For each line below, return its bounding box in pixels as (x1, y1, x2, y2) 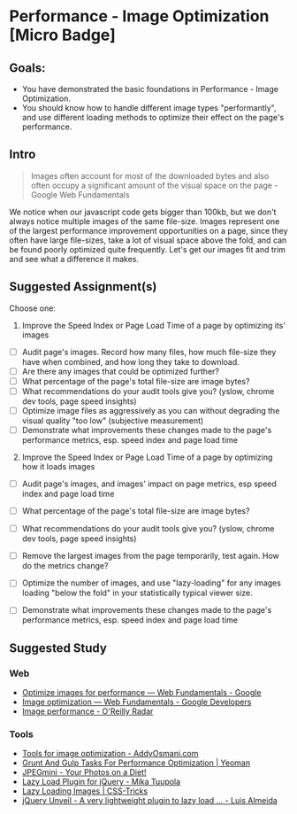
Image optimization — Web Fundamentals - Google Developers (21, 697, 252, 708)
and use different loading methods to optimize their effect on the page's (21, 112, 285, 122)
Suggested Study (9, 640, 108, 655)
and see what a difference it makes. (9, 253, 140, 264)
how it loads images (21, 461, 95, 471)
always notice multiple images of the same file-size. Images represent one (9, 215, 280, 227)
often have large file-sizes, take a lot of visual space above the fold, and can (9, 235, 287, 245)
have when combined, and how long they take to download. (21, 356, 240, 367)
